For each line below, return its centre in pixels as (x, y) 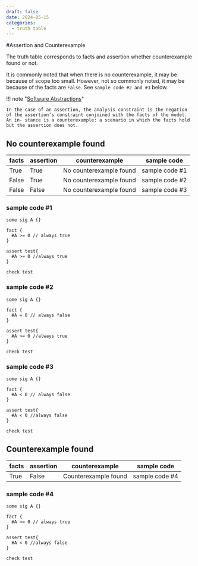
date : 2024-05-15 (28, 17)
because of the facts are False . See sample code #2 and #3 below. (87, 88)
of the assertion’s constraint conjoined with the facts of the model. (97, 115)
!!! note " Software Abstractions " (45, 99)
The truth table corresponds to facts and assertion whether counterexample (99, 57)
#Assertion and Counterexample (46, 45)
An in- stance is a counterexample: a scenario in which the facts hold (98, 120)
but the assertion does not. (42, 126)
